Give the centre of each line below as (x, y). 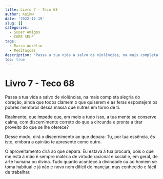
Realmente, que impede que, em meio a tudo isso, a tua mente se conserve (81, 117)
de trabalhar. (18, 172)
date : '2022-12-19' (25, 19)
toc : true (15, 60)
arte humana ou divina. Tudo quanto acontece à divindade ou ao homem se (81, 162)
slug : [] (14, 23)
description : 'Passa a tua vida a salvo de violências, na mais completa (82, 55)
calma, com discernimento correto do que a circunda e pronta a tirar (74, 122)
